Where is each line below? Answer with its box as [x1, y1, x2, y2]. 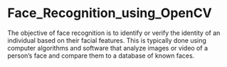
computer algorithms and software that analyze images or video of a [7, 43, 208, 52]
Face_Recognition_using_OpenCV [7, 5, 212, 21]
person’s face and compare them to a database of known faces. [7, 51, 195, 60]
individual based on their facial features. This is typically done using [7, 36, 206, 44]
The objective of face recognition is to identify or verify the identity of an [7, 29, 221, 37]
